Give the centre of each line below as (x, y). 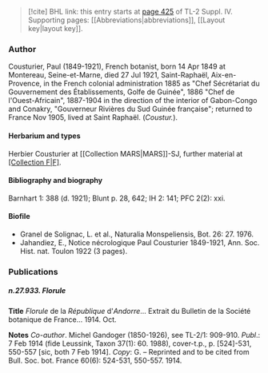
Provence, (25, 84)
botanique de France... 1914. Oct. (63, 319)
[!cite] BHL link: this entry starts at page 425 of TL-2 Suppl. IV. (130, 12)
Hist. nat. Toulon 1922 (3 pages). (74, 251)
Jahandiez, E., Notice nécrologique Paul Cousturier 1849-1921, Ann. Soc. (140, 242)
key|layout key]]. (55, 28)
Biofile (19, 216)
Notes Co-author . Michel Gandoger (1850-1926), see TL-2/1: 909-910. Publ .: (134, 335)
